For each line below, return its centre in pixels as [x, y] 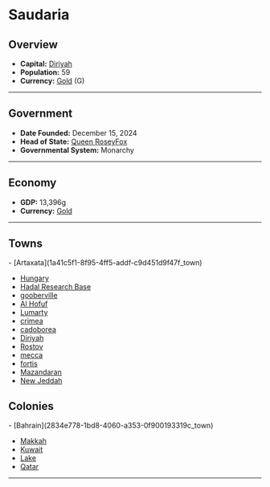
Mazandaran [41, 372]
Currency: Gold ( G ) [52, 81]
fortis [29, 364]
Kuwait [31, 450]
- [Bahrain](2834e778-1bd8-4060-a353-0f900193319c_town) [111, 426]
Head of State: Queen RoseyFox [74, 141]
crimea [32, 321]
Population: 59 [45, 72]
